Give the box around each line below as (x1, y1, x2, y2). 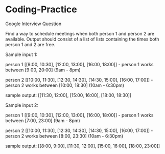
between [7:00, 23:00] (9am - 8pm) (5, 117, 80, 124)
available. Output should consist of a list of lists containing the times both (5, 36, 159, 42)
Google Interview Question (5, 21, 62, 27)
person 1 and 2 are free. (5, 41, 56, 47)
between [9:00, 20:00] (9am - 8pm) (5, 67, 81, 73)
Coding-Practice (5, 4, 78, 15)
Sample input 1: (5, 51, 37, 57)
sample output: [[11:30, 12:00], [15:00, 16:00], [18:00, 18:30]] (5, 92, 132, 98)
